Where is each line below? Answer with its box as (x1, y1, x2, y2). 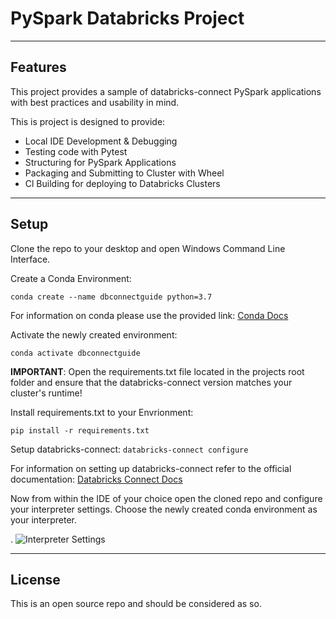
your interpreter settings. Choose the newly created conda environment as (10, 503, 318, 515)
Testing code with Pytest (24, 145, 128, 157)
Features (10, 59, 67, 76)
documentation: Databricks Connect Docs (10, 473, 183, 485)
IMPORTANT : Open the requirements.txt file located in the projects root (10, 365, 305, 377)
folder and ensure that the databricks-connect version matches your (10, 376, 293, 388)
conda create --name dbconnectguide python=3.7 (10, 292, 213, 302)
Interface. (10, 253, 51, 265)
